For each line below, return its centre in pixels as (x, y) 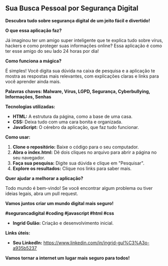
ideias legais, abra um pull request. (42, 193)
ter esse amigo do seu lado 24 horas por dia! (52, 51)
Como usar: (18, 137)
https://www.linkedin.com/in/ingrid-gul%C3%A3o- (96, 243)
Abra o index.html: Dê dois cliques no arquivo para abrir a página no (85, 152)
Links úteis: (18, 232)
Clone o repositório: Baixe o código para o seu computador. (76, 147)
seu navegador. (29, 157)
